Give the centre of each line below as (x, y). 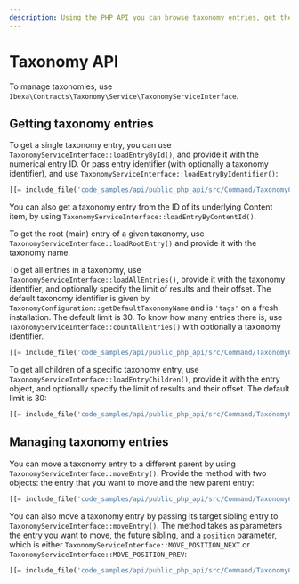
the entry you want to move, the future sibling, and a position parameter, (143, 535)
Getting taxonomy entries (81, 123)
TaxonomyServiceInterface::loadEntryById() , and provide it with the (134, 155)
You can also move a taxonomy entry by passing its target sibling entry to (144, 516)
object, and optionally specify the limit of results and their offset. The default (149, 389)
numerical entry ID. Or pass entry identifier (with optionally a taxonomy (139, 164)
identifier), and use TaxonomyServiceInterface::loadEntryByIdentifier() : (144, 174)
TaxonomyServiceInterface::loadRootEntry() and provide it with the (133, 243)
